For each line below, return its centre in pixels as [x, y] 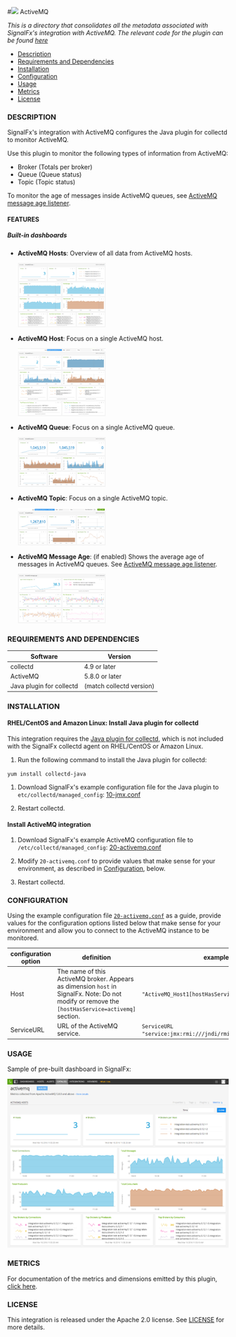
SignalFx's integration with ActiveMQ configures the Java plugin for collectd [117, 132]
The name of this [81, 972]
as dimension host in [87, 987]
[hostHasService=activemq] [97, 1010]
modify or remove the [88, 1001]
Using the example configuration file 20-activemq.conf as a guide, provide [114, 915]
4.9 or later [100, 666]
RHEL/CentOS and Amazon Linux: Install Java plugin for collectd [103, 723]
